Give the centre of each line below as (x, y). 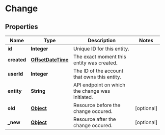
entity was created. (96, 63)
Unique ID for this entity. (101, 49)
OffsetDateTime (50, 60)
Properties (22, 27)
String (38, 91)
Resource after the (95, 119)
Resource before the (97, 105)
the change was (92, 91)
